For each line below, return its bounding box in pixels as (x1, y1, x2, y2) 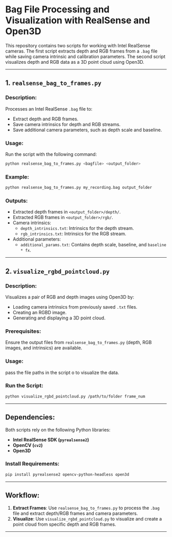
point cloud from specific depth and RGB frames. (12, 521, 116, 527)
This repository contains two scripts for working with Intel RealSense (5, 42, 150, 48)
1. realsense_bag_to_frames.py (5, 79, 101, 87)
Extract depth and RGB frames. (12, 116, 78, 122)
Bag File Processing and (5, 4, 110, 15)
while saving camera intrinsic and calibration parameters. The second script (5, 53, 165, 60)
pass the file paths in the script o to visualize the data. (5, 369, 119, 375)
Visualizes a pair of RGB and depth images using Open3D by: (5, 294, 135, 300)
